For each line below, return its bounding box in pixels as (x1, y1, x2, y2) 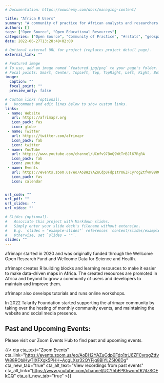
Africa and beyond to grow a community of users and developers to (5, 276, 142, 282)
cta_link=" (5, 352, 25, 358)
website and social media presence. (5, 310, 78, 316)
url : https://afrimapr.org (11, 115, 67, 120)
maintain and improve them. (5, 281, 61, 287)
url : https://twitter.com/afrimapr (11, 133, 84, 138)
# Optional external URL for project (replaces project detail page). (5, 47, 152, 52)
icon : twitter (11, 142, 41, 147)
